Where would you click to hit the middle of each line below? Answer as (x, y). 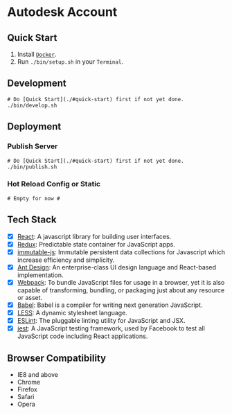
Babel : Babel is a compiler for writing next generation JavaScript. (110, 305)
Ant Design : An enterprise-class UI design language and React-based (117, 267)
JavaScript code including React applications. (82, 336)
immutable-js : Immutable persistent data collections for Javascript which (121, 252)
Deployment (34, 126)
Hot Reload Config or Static (54, 184)
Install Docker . (37, 54)
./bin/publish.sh (32, 167)
